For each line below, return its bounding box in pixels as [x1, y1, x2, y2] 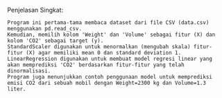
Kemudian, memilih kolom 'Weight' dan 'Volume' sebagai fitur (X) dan [7, 31, 216, 38]
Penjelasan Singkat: [7, 6, 64, 14]
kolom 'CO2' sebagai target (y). [7, 37, 104, 44]
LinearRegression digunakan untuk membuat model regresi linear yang [7, 55, 213, 62]
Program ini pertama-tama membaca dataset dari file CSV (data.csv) [7, 19, 210, 26]
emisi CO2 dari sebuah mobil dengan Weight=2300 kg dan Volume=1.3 [7, 79, 207, 86]
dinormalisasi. [7, 68, 51, 75]
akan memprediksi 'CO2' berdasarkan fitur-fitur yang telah [7, 61, 185, 68]
